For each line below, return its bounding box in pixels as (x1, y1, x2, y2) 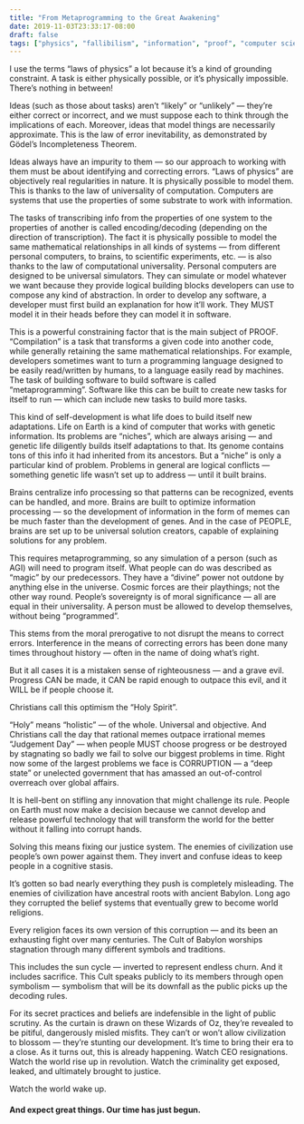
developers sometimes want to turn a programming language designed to (9, 356, 283, 367)
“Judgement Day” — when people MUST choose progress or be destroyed (9, 738, 288, 749)
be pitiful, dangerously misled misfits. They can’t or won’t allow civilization (9, 1027, 287, 1039)
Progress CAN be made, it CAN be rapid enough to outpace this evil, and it (9, 675, 288, 686)
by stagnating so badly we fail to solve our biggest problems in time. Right (9, 748, 285, 759)
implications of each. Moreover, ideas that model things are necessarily (9, 120, 276, 131)
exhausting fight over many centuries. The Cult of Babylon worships (9, 934, 263, 945)
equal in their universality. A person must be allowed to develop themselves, (9, 601, 293, 612)
